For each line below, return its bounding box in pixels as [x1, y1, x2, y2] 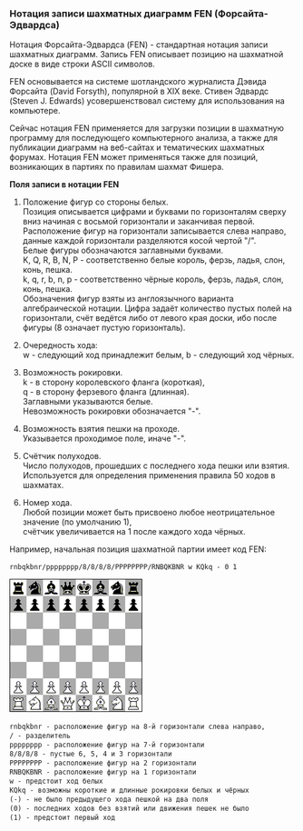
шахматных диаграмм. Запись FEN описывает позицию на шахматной [9, 49, 284, 60]
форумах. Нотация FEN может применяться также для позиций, [9, 152, 259, 163]
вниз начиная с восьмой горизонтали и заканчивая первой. [22, 216, 256, 227]
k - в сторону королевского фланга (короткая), [22, 376, 206, 388]
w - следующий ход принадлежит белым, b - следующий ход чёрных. [22, 349, 295, 361]
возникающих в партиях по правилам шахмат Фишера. [9, 162, 224, 173]
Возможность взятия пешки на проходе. [22, 424, 180, 435]
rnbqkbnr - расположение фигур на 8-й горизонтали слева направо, [9, 722, 266, 732]
